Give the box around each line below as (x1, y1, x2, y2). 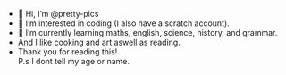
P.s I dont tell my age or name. (17, 56, 130, 66)
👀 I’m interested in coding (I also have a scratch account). (17, 18, 230, 29)
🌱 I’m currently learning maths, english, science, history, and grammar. (17, 28, 278, 37)
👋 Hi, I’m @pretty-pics (17, 9, 99, 19)
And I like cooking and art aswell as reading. (17, 37, 181, 47)
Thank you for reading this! (17, 46, 118, 57)
